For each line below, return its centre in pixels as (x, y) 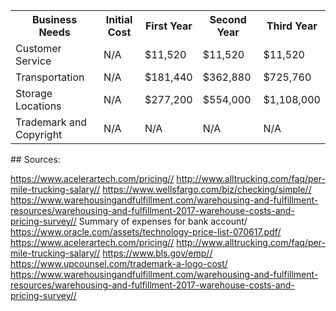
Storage (34, 93)
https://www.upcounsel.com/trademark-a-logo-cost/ (119, 263)
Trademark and (51, 122)
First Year (168, 26)
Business (54, 19)
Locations (38, 106)
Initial (119, 19)
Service (33, 61)
